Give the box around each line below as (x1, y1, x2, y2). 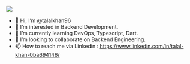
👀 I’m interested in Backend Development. (14, 23, 119, 30)
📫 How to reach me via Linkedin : (14, 42, 99, 50)
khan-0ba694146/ (14, 51, 60, 58)
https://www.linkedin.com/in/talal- (99, 42, 184, 50)
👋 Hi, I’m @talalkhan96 (14, 17, 71, 24)
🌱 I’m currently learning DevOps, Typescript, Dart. (14, 30, 138, 36)
